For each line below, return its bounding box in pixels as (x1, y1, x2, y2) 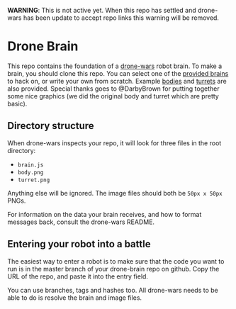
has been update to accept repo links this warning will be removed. (23, 13, 220, 22)
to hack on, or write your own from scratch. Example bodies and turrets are (7, 77, 227, 85)
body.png (17, 169, 44, 176)
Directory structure (7, 120, 94, 132)
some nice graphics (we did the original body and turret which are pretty (7, 91, 220, 100)
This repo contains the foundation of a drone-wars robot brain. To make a (7, 62, 223, 70)
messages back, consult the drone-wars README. (7, 218, 154, 226)
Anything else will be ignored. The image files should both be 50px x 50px (7, 189, 223, 197)
